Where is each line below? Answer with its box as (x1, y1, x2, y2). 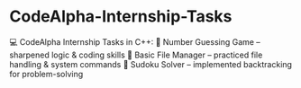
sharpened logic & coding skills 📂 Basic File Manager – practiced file (9, 49, 263, 60)
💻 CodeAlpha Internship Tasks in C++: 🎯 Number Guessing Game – (9, 36, 261, 47)
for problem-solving (9, 68, 84, 79)
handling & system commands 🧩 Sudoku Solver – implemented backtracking (9, 58, 293, 69)
